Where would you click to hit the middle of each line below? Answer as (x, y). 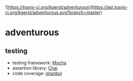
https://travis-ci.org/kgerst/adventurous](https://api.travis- (68, 7)
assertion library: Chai (35, 68)
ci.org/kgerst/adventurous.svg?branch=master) (54, 12)
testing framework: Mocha (39, 63)
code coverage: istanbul (37, 73)
